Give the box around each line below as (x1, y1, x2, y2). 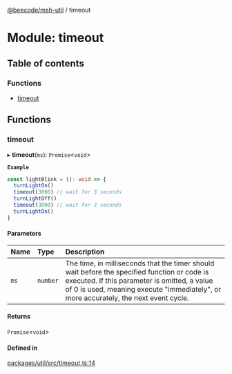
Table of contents (7, 57, 84, 69)
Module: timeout (7, 30, 104, 46)
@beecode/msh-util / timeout (7, 6, 91, 14)
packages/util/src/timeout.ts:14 (7, 359, 95, 367)
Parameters (7, 230, 41, 238)
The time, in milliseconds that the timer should (65, 259, 215, 268)
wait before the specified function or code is (65, 267, 209, 277)
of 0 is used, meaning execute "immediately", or (65, 284, 222, 294)
